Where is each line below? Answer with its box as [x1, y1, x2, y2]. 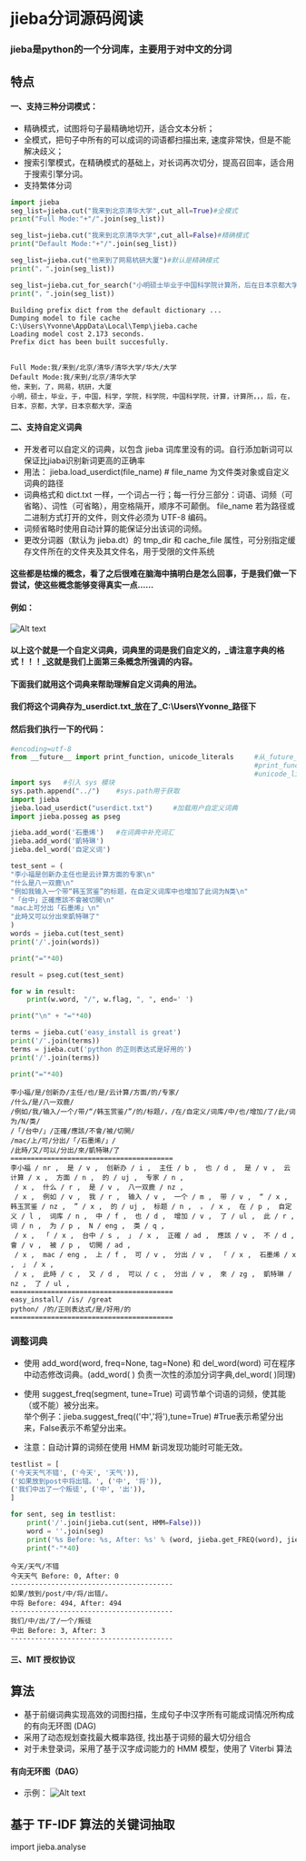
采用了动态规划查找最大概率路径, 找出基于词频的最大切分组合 [23, 1732, 252, 1743]
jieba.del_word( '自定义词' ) [10, 846, 112, 855]
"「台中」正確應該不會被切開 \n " [10, 896, 115, 905]
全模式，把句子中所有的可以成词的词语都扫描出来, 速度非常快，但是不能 [23, 134, 291, 145]
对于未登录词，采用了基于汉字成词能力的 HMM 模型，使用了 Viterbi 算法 [23, 1743, 293, 1754]
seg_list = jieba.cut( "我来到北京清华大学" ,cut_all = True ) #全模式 [10, 206, 239, 215]
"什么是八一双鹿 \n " [10, 878, 74, 887]
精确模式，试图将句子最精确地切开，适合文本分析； [23, 123, 215, 134]
